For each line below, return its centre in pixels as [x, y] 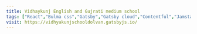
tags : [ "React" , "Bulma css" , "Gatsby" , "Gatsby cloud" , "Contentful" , [90, 17]
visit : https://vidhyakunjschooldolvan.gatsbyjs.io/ [72, 22]
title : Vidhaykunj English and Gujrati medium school [73, 11]
